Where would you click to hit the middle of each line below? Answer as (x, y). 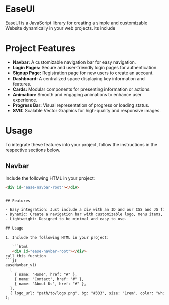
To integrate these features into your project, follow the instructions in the (81, 144)
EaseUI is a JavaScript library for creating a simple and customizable (76, 23)
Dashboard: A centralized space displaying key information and (78, 78)
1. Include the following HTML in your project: (57, 237)
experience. (25, 100)
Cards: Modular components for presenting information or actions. (81, 89)
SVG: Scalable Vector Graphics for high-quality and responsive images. (87, 110)
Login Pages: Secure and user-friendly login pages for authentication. (85, 67)
